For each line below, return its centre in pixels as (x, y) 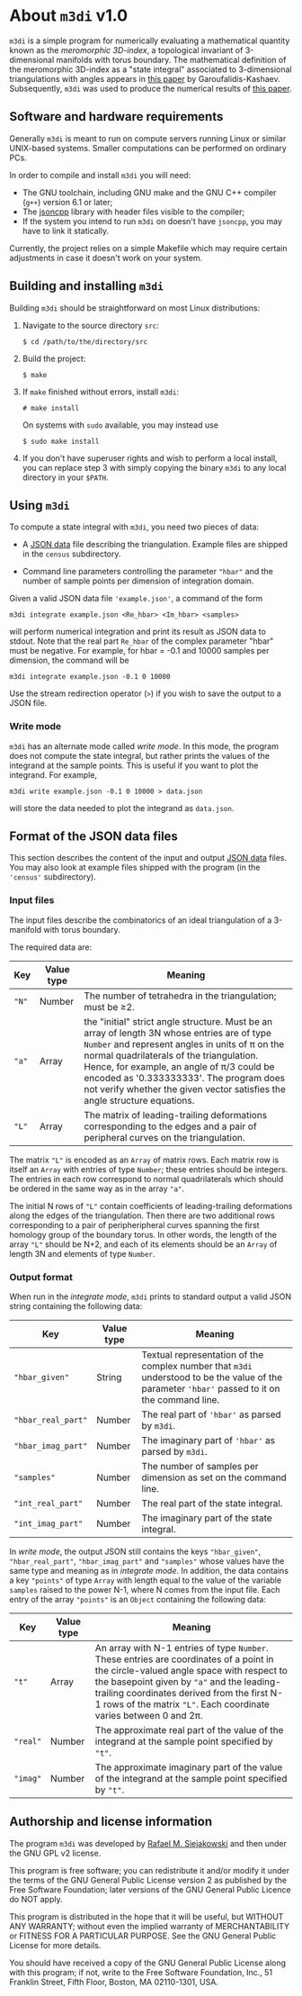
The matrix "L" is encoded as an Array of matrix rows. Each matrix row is (144, 1160)
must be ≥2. (109, 1007)
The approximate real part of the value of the (189, 1730)
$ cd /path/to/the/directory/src (85, 342)
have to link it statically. (66, 230)
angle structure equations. (139, 1100)
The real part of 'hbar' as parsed (211, 1414)
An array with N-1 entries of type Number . (182, 1648)
